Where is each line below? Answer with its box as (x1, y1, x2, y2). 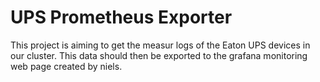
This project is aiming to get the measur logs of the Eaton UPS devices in (10, 39, 311, 51)
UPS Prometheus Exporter (10, 6, 233, 29)
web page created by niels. (10, 60, 123, 72)
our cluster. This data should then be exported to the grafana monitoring (10, 49, 308, 61)
